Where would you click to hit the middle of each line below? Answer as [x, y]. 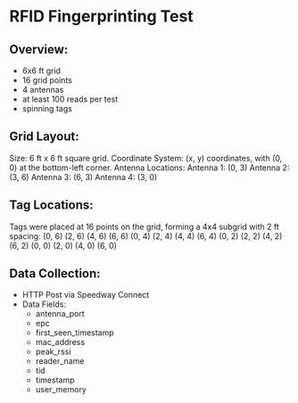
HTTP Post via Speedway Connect [86, 295]
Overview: [39, 49]
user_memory [61, 390]
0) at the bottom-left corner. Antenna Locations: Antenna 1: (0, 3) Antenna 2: [149, 168]
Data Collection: [55, 274]
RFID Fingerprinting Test [101, 16]
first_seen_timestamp [74, 333]
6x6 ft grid [41, 70]
